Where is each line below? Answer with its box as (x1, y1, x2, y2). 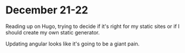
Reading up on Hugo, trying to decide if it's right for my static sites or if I (5, 23, 180, 30)
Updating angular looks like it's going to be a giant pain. (5, 40, 140, 47)
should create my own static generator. (5, 29, 100, 36)
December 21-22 (5, 3, 88, 17)
